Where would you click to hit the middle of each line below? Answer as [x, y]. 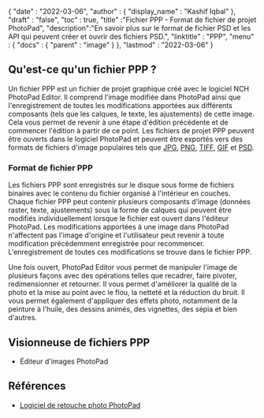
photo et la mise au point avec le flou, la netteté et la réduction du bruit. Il [127, 293]
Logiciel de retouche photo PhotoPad [80, 405]
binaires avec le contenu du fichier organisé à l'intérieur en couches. [119, 193]
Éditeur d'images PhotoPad [64, 361]
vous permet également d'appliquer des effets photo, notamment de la [123, 301]
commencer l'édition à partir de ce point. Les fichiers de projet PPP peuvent [131, 130]
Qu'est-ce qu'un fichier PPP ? [82, 70]
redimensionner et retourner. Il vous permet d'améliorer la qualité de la [123, 284]
